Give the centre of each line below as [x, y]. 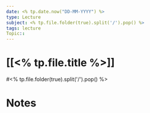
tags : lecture [24, 28]
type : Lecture [24, 17]
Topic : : [16, 34]
